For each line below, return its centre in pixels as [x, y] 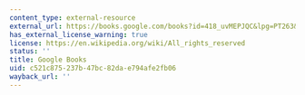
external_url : [36, 26]
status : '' [30, 52]
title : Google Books [49, 60]
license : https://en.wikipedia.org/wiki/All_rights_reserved [128, 43]
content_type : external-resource [73, 18]
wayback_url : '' [40, 77]
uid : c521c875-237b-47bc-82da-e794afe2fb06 [93, 69]
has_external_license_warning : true [79, 34]
